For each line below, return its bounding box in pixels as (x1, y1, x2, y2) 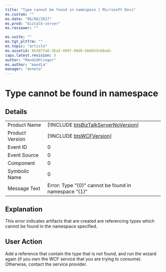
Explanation (5, 205, 43, 213)
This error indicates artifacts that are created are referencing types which (5, 218, 155, 224)
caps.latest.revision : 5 (5, 53, 56, 58)
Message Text (7, 185, 41, 192)
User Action (5, 237, 43, 246)
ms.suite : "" (5, 35, 32, 39)
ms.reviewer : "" (5, 26, 39, 31)
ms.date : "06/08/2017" (5, 16, 52, 21)
